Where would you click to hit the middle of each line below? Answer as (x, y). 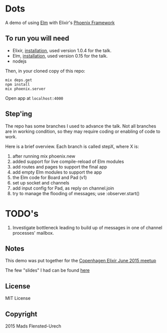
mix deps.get (19, 80)
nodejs (19, 61)
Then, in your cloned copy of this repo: (45, 71)
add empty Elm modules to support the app (57, 172)
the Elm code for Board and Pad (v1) (50, 177)
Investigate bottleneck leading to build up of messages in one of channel (87, 227)
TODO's (22, 213)
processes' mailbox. (33, 233)
